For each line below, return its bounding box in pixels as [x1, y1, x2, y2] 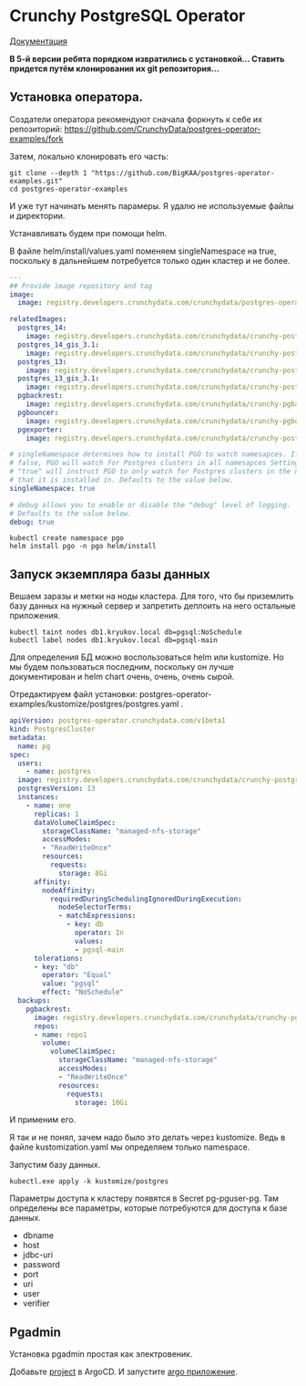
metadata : [9, 733, 47, 742]
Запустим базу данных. [9, 1160, 101, 1171]
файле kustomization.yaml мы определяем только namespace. [9, 1141, 250, 1152]
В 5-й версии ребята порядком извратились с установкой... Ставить [9, 53, 285, 64]
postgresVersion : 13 [17, 784, 96, 794]
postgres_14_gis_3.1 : [17, 339, 100, 349]
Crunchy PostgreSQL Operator [9, 5, 246, 26]
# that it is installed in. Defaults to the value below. [9, 475, 234, 485]
